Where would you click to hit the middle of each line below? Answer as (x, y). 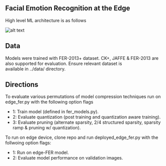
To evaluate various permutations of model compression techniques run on (83, 97)
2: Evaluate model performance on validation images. (68, 158)
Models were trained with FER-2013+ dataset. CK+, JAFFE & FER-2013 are (82, 58)
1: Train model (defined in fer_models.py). (56, 112)
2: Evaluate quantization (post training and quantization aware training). (87, 117)
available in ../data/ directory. (35, 69)
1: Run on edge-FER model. (40, 152)
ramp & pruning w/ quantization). (47, 128)
